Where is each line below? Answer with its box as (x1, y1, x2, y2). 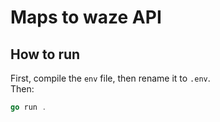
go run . (10, 102, 47, 112)
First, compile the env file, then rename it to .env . (10, 72, 211, 84)
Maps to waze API (10, 6, 162, 29)
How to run (10, 46, 81, 63)
